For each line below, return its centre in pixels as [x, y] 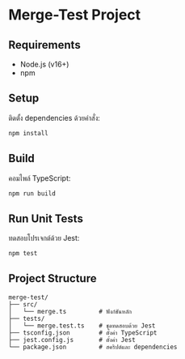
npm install [28, 133]
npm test [23, 254]
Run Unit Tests [46, 218]
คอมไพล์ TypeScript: [40, 178]
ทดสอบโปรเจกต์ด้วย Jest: [44, 238]
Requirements [44, 45]
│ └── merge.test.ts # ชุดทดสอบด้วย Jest [82, 326]
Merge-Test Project [75, 15]
